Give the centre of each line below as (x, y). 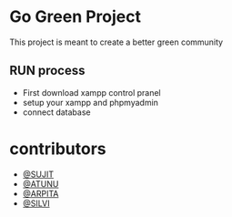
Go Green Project (75, 17)
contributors (58, 149)
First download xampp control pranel (91, 92)
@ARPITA (40, 193)
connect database (56, 112)
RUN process (47, 71)
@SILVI (36, 203)
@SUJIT (38, 174)
